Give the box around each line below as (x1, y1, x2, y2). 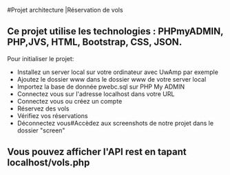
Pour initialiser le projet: (7, 54, 74, 62)
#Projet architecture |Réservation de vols (7, 6, 123, 14)
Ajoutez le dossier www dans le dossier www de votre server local (17, 75, 207, 83)
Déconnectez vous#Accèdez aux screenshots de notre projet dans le (17, 119, 214, 127)
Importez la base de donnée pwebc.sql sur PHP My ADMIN (17, 82, 185, 91)
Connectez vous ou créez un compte (17, 97, 123, 105)
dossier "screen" (17, 126, 65, 135)
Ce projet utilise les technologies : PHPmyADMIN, (7, 25, 224, 37)
